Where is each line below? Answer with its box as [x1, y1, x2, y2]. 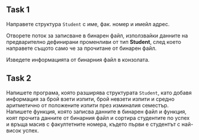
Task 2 [6, 74, 32, 84]
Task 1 [6, 5, 30, 15]
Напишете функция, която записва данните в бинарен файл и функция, [6, 108, 186, 115]
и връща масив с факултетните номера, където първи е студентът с [6, 120, 181, 128]
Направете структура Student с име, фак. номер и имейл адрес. [6, 20, 170, 27]
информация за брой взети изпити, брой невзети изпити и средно [6, 95, 175, 103]
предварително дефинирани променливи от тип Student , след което [6, 38, 182, 45]
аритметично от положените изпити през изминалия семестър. [6, 101, 169, 109]
